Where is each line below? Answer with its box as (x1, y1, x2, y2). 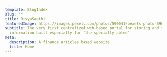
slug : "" (5, 12, 23, 17)
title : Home (9, 44, 35, 49)
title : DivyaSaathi (5, 16, 46, 21)
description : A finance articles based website (9, 40, 110, 45)
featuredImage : (5, 21, 37, 26)
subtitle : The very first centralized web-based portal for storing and (5, 26, 159, 31)
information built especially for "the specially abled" (9, 30, 130, 35)
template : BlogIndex (5, 7, 48, 12)
